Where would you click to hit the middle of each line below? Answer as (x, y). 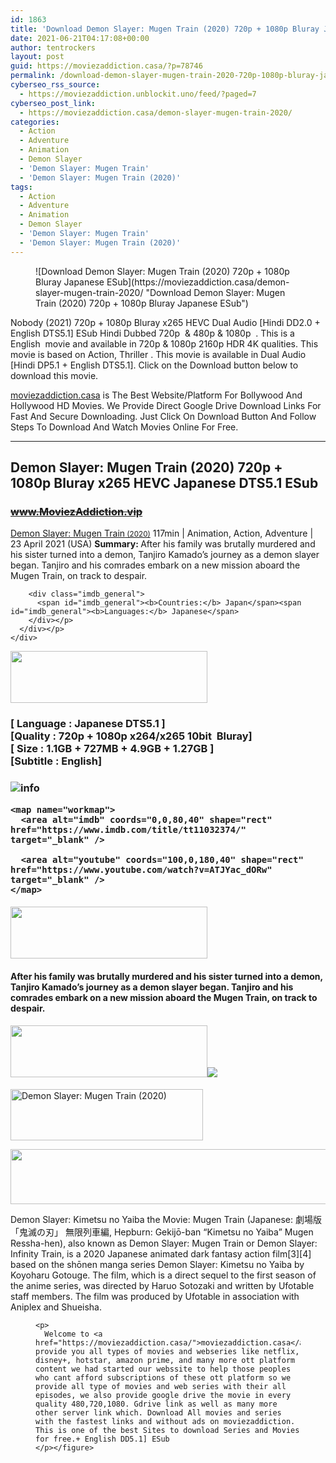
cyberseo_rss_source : (55, 85)
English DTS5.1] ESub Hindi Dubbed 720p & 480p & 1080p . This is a (152, 333)
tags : (21, 187)
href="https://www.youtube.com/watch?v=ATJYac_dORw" (141, 869)
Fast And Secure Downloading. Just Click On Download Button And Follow (163, 416)
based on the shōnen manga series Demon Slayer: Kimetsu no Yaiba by (157, 1264)
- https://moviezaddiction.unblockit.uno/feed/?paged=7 (138, 94)
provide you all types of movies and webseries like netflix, (167, 1351)
